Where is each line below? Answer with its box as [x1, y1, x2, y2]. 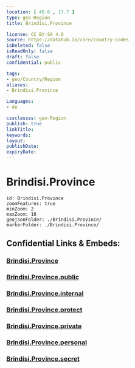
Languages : [6, 99, 34, 105]
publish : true [6, 120, 43, 127]
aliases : [6, 82, 29, 88]
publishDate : [6, 144, 40, 150]
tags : [6, 71, 20, 77]
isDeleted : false [6, 43, 50, 49]
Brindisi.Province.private [6, 322, 82, 330]
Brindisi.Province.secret [6, 354, 80, 363]
